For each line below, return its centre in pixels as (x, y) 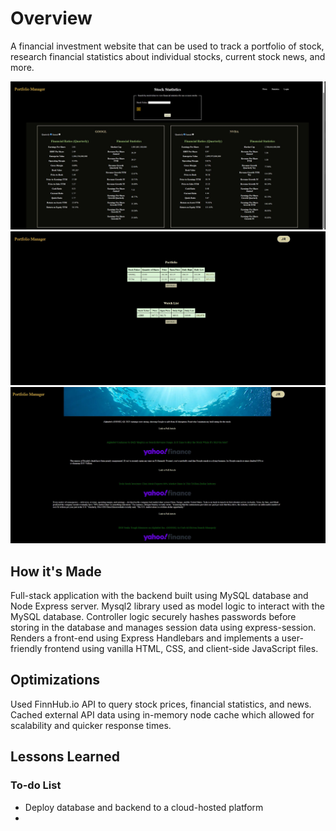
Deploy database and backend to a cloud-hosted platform (144, 807)
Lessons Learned (65, 757)
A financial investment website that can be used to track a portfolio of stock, (167, 46)
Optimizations (55, 680)
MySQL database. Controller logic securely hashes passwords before (153, 617)
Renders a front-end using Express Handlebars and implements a (145, 638)
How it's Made (56, 571)
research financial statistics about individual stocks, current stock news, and (168, 56)
